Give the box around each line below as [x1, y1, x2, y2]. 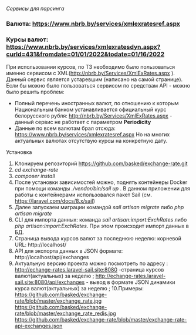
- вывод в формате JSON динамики [86, 279, 175, 286]
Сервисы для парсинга [6, 5, 65, 12]
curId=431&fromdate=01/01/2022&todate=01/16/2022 [6, 50, 165, 58]
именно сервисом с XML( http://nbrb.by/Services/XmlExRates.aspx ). [6, 70, 175, 77]
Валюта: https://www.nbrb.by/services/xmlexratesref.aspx [6, 19, 181, 28]
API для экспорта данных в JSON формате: [14, 247, 123, 254]
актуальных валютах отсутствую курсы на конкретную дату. [14, 138, 168, 145]
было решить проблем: [6, 88, 65, 96]
